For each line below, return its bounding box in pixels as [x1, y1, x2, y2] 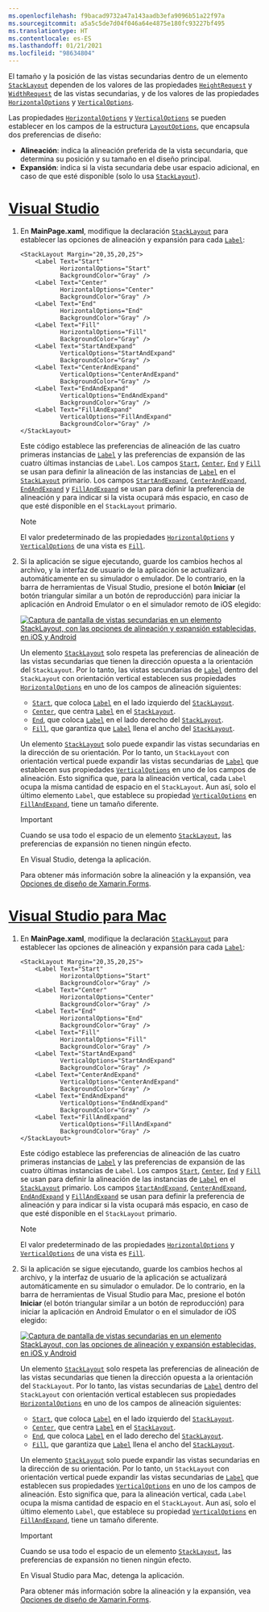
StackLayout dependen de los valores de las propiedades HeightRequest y [8, 80, 252, 90]
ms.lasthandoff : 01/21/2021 [8, 42, 103, 50]
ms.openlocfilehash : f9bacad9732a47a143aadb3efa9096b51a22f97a [8, 11, 226, 20]
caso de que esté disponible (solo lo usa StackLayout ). [19, 171, 201, 181]
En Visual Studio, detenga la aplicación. [19, 854, 151, 864]
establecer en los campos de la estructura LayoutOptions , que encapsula [8, 122, 250, 131]
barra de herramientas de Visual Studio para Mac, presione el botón [19, 1289, 246, 1299]
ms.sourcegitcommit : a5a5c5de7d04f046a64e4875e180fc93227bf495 [8, 19, 226, 27]
